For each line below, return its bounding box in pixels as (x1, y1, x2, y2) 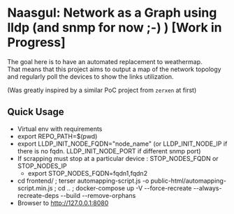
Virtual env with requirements (17, 124, 103, 133)
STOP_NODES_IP (17, 162, 68, 170)
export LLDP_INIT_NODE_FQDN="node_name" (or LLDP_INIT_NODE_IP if (17, 139, 228, 148)
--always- (193, 183, 222, 192)
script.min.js (17, 183, 53, 192)
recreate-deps (17, 191, 59, 199)
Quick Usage (7, 106, 64, 118)
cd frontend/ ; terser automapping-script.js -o (17, 176, 149, 185)
